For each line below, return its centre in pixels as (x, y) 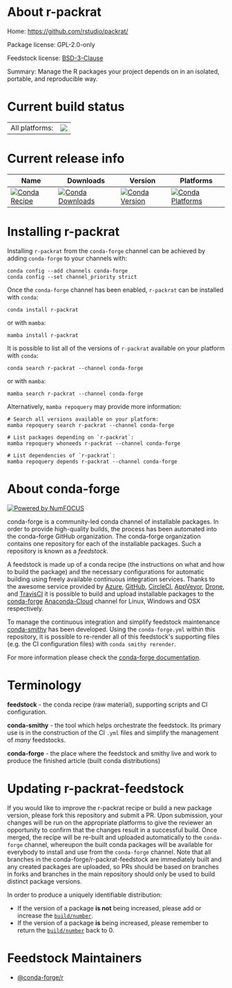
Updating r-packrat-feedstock (96, 788)
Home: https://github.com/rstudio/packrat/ (68, 31)
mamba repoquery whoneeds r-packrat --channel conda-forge (94, 443)
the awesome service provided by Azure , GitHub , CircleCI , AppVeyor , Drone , (116, 586)
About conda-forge (64, 489)
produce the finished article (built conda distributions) (84, 760)
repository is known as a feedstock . (58, 551)
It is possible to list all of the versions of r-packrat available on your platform (116, 348)
